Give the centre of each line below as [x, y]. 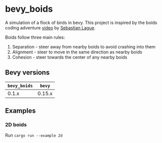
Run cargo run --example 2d [34, 135]
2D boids [16, 125]
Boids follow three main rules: [35, 37]
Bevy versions [27, 73]
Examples [20, 111]
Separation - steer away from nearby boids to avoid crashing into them [84, 47]
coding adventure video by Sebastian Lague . [50, 27]
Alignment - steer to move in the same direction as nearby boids [77, 52]
